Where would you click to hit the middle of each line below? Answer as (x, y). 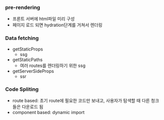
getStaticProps (28, 49)
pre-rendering (23, 7)
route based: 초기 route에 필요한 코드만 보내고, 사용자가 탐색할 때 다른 (81, 100)
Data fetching (22, 38)
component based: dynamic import (48, 112)
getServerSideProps (33, 71)
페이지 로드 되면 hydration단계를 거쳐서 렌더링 (57, 25)
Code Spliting (22, 89)
